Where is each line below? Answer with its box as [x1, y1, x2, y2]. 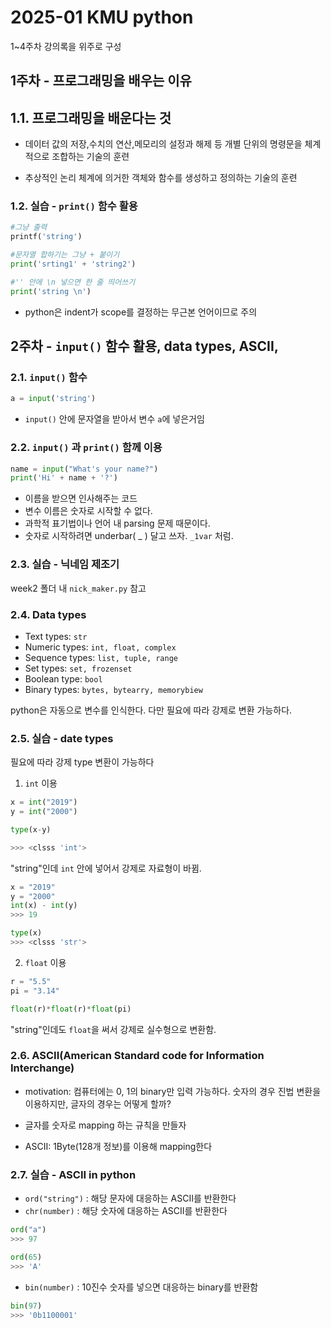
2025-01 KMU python [10, 6, 194, 29]
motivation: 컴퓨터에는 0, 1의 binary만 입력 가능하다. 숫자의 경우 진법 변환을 [24, 1085, 322, 1097]
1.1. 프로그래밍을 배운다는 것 [10, 109, 172, 126]
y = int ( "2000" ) [10, 807, 78, 817]
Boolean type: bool [24, 672, 103, 685]
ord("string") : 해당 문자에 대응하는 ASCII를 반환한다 [24, 1192, 237, 1205]
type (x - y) [10, 824, 52, 835]
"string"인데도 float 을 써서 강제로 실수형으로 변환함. [10, 1023, 217, 1035]
